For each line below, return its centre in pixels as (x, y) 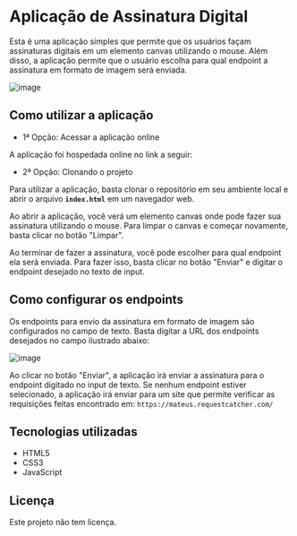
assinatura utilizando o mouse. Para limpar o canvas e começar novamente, (149, 225)
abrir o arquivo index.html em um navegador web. (102, 198)
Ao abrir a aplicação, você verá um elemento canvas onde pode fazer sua (145, 216)
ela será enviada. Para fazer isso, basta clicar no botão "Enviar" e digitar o (146, 262)
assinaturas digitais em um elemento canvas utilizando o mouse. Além (139, 50)
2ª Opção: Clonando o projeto (77, 171)
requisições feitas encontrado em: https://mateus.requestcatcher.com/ (141, 403)
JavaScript (42, 472)
